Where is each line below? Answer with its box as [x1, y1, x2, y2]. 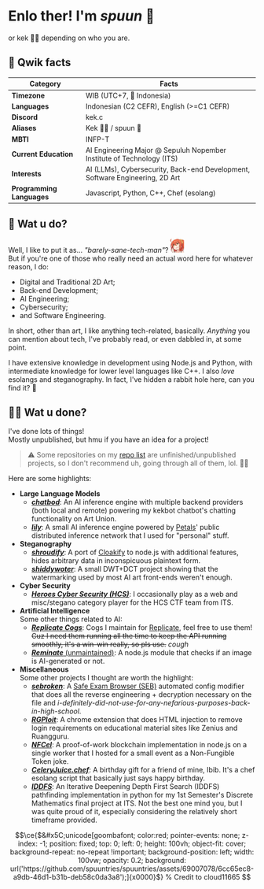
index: [17, 839, 38, 849]
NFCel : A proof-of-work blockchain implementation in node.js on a [31, 740, 247, 750]
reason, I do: [8, 261, 49, 271]
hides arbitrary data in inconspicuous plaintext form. [31, 556, 201, 565]
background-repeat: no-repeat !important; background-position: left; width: [9, 847, 255, 857]
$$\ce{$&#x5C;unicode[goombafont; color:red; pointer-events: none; [15, 831, 240, 840]
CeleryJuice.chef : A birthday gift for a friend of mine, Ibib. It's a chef [31, 765, 255, 775]
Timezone [11, 91, 46, 100]
